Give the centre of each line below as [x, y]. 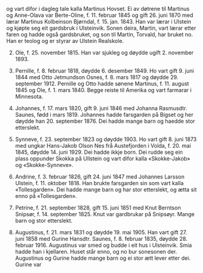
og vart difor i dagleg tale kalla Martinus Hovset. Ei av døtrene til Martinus [98, 9]
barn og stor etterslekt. [44, 221]
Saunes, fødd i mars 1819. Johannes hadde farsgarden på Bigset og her [104, 115]
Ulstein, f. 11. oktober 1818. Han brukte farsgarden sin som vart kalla [99, 183]
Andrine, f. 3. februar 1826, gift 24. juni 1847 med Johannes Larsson [100, 177]
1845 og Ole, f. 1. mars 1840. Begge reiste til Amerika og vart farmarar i [103, 90]
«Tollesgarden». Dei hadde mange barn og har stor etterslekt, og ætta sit [106, 189]
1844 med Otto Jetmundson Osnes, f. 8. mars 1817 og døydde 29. [97, 77]
